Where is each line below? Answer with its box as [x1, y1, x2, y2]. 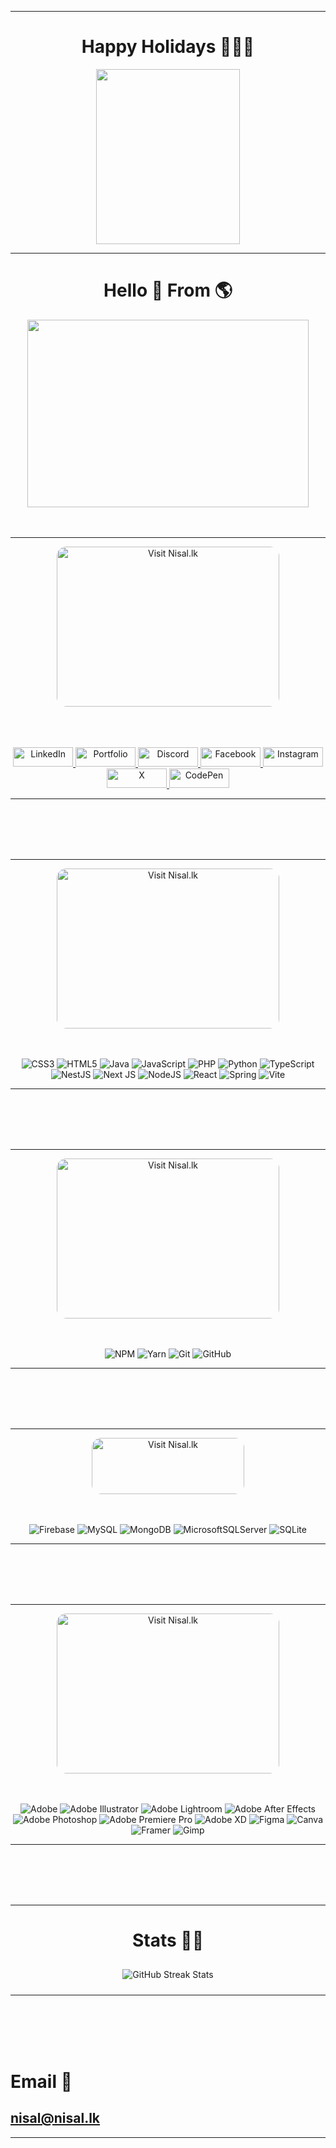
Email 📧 [10, 2071, 73, 2093]
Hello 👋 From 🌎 [103, 279, 233, 302]
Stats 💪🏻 [131, 1929, 205, 1952]
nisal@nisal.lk [10, 2110, 101, 2127]
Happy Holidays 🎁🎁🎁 [81, 36, 255, 58]
